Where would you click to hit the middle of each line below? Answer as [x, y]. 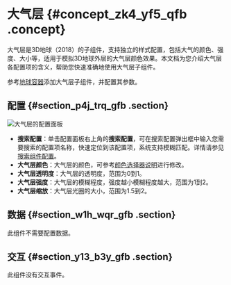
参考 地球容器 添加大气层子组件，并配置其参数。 [74, 81]
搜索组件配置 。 [38, 156]
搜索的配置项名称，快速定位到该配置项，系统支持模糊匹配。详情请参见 [123, 147]
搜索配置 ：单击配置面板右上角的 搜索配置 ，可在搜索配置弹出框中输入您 [118, 138]
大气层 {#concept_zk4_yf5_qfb [97, 14]
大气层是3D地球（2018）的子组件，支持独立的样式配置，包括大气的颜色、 [112, 49]
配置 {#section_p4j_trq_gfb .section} [88, 106]
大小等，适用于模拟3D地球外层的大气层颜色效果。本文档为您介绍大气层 [120, 58]
